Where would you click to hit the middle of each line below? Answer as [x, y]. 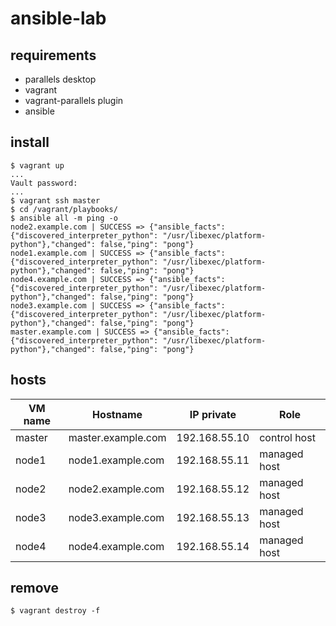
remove [34, 588]
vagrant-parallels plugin [74, 100]
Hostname [117, 414]
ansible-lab [58, 18]
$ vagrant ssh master [55, 200]
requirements [53, 55]
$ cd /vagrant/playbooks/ [64, 209]
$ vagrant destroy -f [55, 611]
